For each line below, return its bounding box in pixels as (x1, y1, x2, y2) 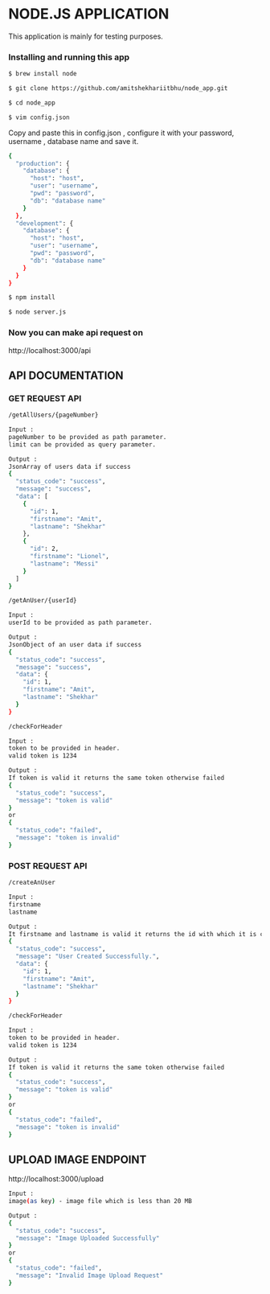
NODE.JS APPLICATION (8, 5, 170, 23)
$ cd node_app (8, 98, 56, 107)
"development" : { (15, 219, 74, 228)
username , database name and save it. (8, 136, 139, 146)
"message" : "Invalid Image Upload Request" (15, 1271, 163, 1280)
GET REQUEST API (8, 392, 82, 404)
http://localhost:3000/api (8, 345, 91, 355)
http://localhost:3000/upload (8, 1174, 104, 1184)
